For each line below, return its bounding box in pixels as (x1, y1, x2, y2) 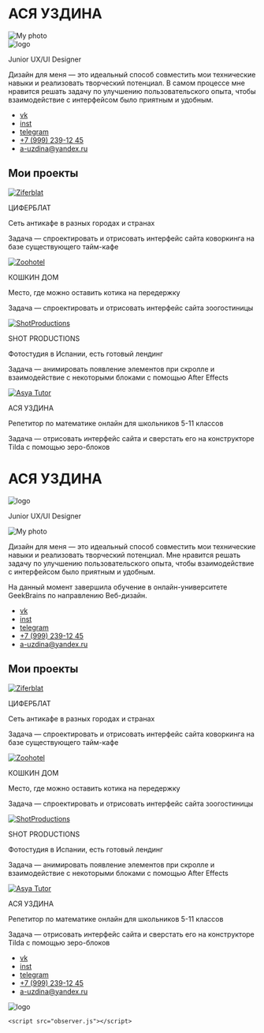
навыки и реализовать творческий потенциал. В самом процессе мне (8, 78, 246, 88)
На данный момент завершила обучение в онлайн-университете (8, 582, 228, 592)
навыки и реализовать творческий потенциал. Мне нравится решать (8, 550, 241, 560)
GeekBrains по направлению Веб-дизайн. (8, 590, 147, 600)
